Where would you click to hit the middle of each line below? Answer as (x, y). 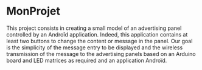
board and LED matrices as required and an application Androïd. (87, 60)
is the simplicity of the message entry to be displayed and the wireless (95, 47)
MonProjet (33, 11)
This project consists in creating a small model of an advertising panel (94, 28)
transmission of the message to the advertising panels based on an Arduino (101, 54)
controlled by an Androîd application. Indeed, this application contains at (97, 34)
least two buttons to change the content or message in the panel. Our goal (99, 41)
